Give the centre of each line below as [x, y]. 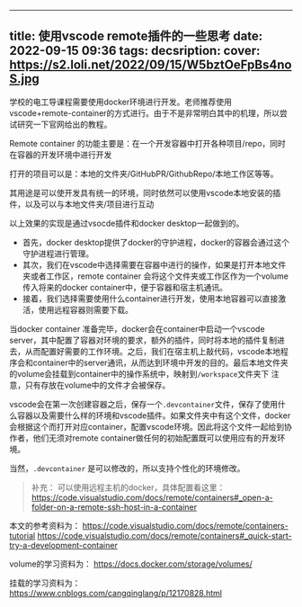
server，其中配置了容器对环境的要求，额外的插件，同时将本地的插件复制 [143, 340]
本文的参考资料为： [45, 525]
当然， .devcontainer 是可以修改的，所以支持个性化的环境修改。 [127, 468]
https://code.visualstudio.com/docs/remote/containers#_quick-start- [164, 535]
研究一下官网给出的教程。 [64, 124]
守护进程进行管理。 [58, 254]
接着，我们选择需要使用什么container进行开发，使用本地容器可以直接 [150, 299]
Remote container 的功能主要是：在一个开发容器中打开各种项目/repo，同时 [147, 143]
